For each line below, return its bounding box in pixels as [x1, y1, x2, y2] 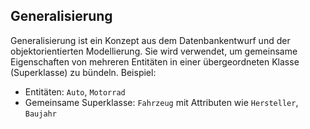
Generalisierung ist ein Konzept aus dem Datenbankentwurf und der [10, 34, 291, 46]
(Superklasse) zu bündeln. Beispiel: [10, 66, 157, 78]
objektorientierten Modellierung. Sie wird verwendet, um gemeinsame [10, 45, 298, 57]
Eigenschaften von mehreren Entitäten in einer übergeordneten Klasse [10, 55, 300, 68]
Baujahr [24, 109, 57, 119]
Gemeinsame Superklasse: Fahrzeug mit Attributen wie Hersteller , [24, 96, 299, 108]
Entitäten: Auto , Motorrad [24, 85, 126, 98]
